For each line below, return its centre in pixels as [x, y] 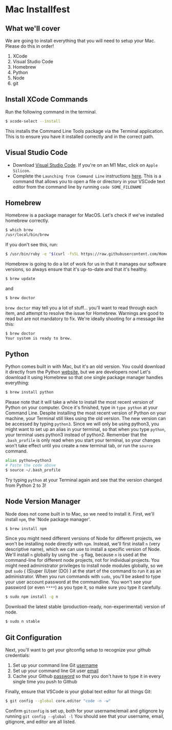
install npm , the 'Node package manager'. [48, 519]
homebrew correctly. [27, 221]
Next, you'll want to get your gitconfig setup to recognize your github [78, 650]
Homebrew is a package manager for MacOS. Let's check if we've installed [85, 215]
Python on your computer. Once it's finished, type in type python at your [81, 408]
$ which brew [19, 230]
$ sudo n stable [23, 622]
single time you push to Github [45, 682]
